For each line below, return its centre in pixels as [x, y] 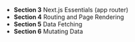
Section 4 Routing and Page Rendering [69, 17]
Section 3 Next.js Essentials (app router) [71, 10]
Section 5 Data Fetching [48, 24]
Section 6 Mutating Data [48, 31]
